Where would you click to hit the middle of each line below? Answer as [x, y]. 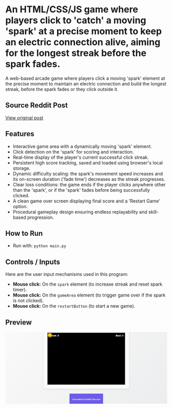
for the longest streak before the [76, 53]
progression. [41, 217]
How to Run [24, 233]
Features [20, 134]
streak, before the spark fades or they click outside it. [62, 89]
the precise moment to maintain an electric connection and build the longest [86, 84]
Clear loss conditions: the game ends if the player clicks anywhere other [89, 184]
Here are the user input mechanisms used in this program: [67, 274]
